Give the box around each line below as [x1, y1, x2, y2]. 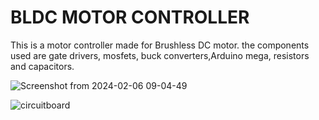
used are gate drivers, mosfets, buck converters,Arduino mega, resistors [10, 49, 310, 61]
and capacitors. [10, 60, 75, 72]
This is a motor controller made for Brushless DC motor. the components [10, 39, 310, 51]
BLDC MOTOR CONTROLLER [10, 6, 250, 29]
